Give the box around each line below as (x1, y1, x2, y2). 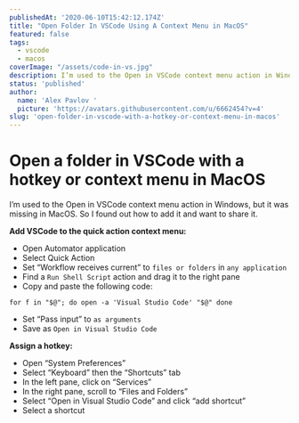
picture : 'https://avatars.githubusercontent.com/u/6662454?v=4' (17, 104, 265, 113)
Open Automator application (21, 243, 126, 254)
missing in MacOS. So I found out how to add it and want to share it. (9, 208, 258, 219)
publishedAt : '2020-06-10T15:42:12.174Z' (9, 12, 166, 22)
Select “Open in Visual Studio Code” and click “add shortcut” (21, 395, 246, 406)
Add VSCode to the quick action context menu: (9, 226, 187, 237)
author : (9, 87, 38, 96)
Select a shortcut (21, 405, 85, 416)
